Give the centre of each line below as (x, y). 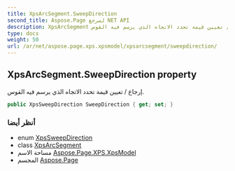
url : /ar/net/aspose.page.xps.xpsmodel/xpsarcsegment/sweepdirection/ (112, 46)
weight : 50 (23, 40)
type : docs (23, 33)
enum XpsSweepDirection (55, 137)
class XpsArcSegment (49, 145)
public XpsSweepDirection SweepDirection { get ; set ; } (90, 104)
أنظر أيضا (21, 122)
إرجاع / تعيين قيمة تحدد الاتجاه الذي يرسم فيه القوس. (76, 91)
